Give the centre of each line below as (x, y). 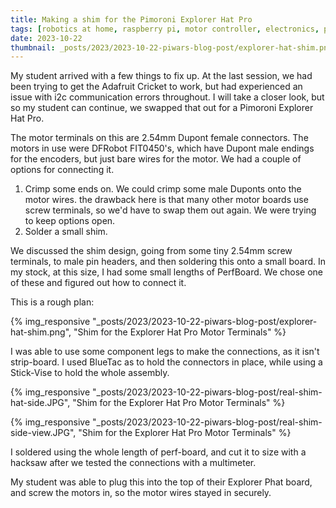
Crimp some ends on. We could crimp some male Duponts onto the (163, 189)
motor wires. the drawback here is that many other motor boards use (166, 200)
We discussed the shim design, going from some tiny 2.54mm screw (151, 251)
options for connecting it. (62, 170)
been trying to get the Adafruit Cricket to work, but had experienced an (156, 87)
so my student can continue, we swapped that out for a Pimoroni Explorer (162, 108)
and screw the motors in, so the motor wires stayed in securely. (141, 493)
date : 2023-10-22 (46, 38)
